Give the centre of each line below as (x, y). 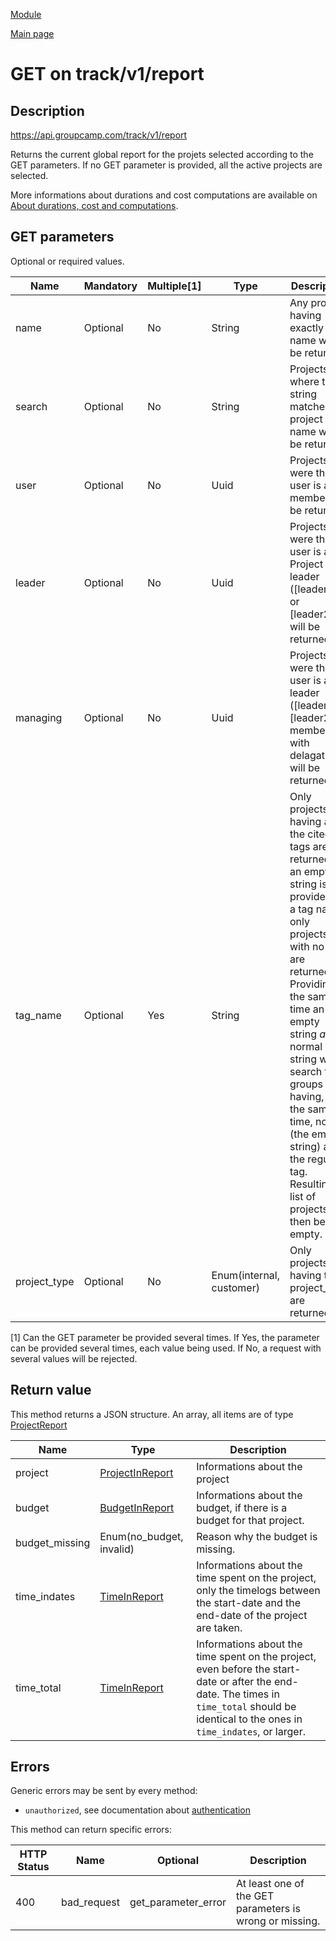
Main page (32, 33)
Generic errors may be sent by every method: (104, 1791)
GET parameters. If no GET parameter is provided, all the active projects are (166, 165)
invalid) (117, 1549)
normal (306, 1046)
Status (33, 1867)
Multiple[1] (174, 286)
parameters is (268, 1909)
